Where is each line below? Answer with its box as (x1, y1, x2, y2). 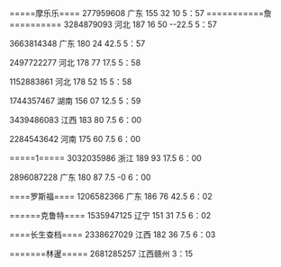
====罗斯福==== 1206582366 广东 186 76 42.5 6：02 (9, 191, 213, 201)
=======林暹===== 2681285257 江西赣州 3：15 (9, 248, 194, 259)
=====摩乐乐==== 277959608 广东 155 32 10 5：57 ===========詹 (9, 8, 272, 18)
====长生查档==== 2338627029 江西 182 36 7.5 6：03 (9, 229, 216, 240)
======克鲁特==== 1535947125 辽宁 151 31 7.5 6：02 (9, 210, 212, 220)
